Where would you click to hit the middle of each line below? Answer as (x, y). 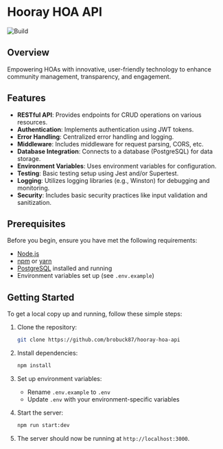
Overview (28, 53)
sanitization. (34, 202)
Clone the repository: (47, 327)
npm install (34, 366)
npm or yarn (34, 261)
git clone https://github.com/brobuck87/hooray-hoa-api (98, 340)
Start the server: (40, 413)
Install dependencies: (47, 353)
